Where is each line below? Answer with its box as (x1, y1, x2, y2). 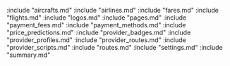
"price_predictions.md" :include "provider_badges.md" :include (6, 28, 191, 37)
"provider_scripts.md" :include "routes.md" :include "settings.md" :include (6, 44, 223, 51)
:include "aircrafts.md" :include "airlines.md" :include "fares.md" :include (6, 6, 219, 14)
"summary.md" (6, 51, 51, 59)
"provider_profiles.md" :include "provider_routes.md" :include (6, 36, 186, 44)
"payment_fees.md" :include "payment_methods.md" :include (6, 21, 186, 29)
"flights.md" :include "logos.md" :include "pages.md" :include (6, 13, 187, 22)
